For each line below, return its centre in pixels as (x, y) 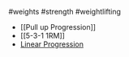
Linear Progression (52, 44)
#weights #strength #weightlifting (65, 12)
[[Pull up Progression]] (58, 27)
